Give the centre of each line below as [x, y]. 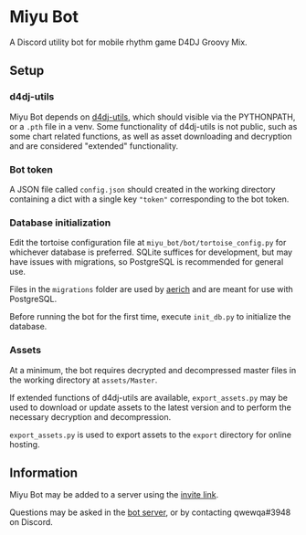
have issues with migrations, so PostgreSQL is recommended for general [147, 262]
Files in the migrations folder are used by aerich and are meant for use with [152, 289]
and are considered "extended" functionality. [94, 146]
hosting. [25, 444]
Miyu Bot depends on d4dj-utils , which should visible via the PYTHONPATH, [153, 117]
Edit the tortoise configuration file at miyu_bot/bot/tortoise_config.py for [148, 243]
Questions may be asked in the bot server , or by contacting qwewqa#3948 [150, 512]
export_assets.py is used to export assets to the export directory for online [151, 435]
